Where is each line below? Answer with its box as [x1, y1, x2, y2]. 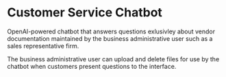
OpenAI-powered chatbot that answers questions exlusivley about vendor [7, 27, 216, 35]
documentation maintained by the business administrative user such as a [7, 34, 213, 42]
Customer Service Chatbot [7, 5, 163, 20]
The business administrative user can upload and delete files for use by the [7, 55, 220, 63]
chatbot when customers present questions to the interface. [7, 62, 177, 70]
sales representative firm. [7, 42, 79, 50]
